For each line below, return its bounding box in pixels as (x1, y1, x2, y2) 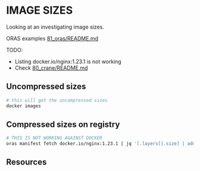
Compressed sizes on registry (6, 119, 120, 129)
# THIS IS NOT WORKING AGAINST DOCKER (6, 135, 102, 141)
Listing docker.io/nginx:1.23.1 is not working (14, 58, 122, 65)
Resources (6, 157, 47, 167)
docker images (6, 102, 42, 109)
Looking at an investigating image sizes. (6, 23, 104, 30)
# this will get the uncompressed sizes (6, 97, 108, 103)
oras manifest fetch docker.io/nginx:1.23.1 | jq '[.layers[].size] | (6, 141, 185, 147)
